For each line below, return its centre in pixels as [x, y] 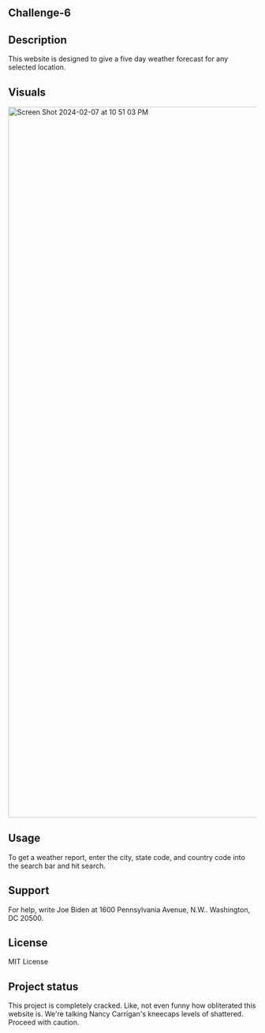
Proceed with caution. [44, 1023]
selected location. [37, 67]
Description [37, 40]
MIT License [28, 962]
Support [29, 890]
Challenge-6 [40, 13]
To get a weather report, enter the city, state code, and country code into [127, 857]
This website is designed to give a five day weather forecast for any [118, 59]
